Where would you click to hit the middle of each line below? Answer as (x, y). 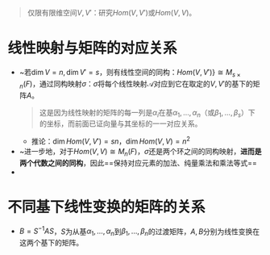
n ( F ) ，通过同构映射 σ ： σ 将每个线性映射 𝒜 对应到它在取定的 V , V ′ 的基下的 (136, 84)
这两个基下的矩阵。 (51, 243)
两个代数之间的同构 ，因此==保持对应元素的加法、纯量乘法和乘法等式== (138, 163)
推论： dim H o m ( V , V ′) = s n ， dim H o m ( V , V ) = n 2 (111, 140)
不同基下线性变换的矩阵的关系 (107, 207)
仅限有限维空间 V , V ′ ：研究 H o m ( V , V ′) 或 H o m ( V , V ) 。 (112, 13)
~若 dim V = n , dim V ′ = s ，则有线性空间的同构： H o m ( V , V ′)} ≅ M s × (130, 73)
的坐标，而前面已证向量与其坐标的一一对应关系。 (120, 123)
